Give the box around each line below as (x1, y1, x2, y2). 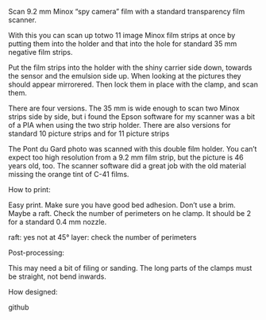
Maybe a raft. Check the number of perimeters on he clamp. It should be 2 (8, 209, 252, 218)
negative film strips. (8, 48, 73, 56)
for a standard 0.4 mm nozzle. (8, 218, 107, 226)
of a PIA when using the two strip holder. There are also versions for (8, 121, 232, 129)
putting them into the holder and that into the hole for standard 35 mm (8, 39, 237, 48)
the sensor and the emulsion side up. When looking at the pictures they (8, 71, 241, 80)
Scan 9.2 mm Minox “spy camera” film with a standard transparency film (8, 7, 245, 16)
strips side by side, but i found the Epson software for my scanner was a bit (8, 112, 256, 121)
